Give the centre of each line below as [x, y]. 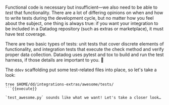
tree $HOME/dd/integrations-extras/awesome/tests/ [60, 84]
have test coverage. [26, 34]
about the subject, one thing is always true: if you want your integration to [82, 23]
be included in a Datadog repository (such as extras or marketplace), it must [84, 29]
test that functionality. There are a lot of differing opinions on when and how [84, 13]
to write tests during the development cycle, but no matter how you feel [79, 18]
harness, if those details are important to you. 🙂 [55, 60]
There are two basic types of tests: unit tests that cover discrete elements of [84, 44]
